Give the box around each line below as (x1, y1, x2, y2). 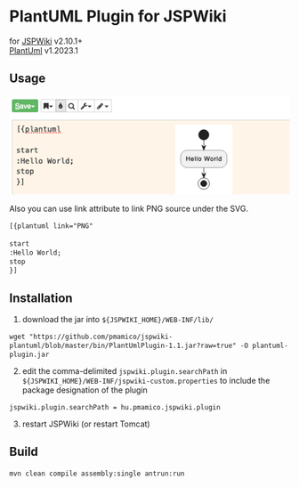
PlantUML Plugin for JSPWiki (9, 6, 227, 27)
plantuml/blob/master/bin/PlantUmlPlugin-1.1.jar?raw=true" (9, 341, 238, 351)
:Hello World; (9, 248, 62, 257)
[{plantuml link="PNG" (9, 222, 93, 231)
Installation (9, 290, 73, 305)
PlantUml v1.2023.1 (9, 45, 78, 55)
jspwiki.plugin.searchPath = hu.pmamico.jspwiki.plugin (9, 403, 221, 412)
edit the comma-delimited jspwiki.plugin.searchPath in (21, 366, 228, 377)
